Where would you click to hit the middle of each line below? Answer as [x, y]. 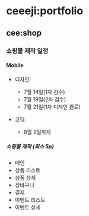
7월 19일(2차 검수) [45, 99]
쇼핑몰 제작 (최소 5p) [30, 147]
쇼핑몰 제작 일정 [27, 50]
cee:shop [24, 33]
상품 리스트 [28, 170]
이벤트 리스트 [30, 199]
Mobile [15, 65]
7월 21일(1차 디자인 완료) [52, 107]
